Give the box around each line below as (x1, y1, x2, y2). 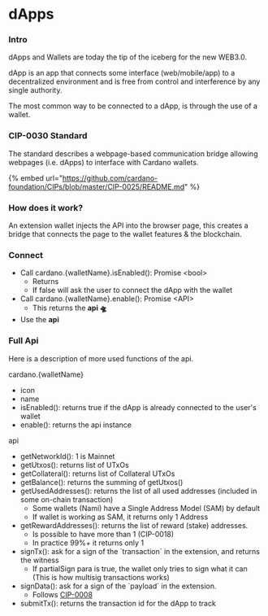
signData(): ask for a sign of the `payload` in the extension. (19, 581, 217, 591)
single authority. (8, 85, 63, 95)
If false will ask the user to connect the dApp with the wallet (32, 286, 233, 295)
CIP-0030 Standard (8, 130, 88, 142)
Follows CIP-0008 (32, 589, 93, 599)
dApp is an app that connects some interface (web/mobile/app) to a (8, 68, 236, 78)
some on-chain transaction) (19, 494, 114, 505)
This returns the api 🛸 (32, 303, 107, 313)
